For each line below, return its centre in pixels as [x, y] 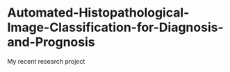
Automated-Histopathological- [98, 13]
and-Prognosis [51, 42]
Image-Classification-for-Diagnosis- [115, 27]
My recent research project [46, 61]
